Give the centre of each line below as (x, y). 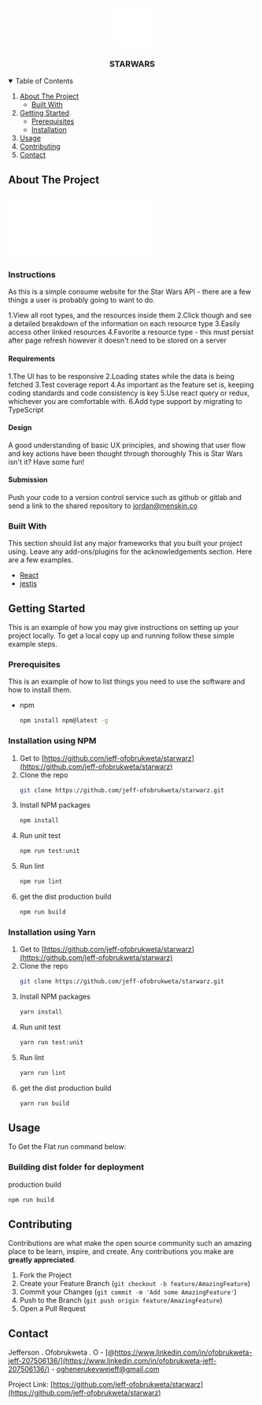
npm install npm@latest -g (64, 721)
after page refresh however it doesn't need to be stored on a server (117, 340)
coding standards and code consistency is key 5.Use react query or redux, (129, 393)
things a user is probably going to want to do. (82, 300)
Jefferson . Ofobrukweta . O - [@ (62, 1352)
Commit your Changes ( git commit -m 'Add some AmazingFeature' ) (128, 1292)
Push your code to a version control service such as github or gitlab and (125, 498)
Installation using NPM (52, 741)
